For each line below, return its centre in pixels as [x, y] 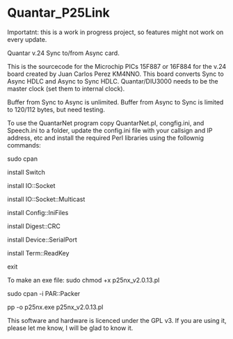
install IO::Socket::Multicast [46, 199]
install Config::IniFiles [38, 212]
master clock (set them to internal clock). [66, 88]
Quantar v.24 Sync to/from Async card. [63, 53]
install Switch [26, 172]
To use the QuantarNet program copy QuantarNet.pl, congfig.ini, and [106, 123]
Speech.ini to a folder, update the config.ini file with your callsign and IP [110, 130]
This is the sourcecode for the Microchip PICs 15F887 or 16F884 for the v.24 [117, 66]
